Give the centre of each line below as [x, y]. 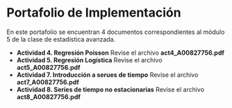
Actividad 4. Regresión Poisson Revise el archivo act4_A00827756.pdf [121, 53]
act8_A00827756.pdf [49, 97]
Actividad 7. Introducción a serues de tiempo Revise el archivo [107, 75]
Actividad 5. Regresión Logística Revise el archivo [89, 60]
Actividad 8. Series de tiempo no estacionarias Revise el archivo [110, 89]
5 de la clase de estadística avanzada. [61, 39]
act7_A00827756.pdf [48, 82]
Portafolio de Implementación [94, 13]
